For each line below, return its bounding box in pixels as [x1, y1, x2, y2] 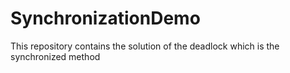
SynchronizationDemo [10, 7, 201, 30]
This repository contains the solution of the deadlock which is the [10, 40, 280, 52]
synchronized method [10, 50, 101, 62]
